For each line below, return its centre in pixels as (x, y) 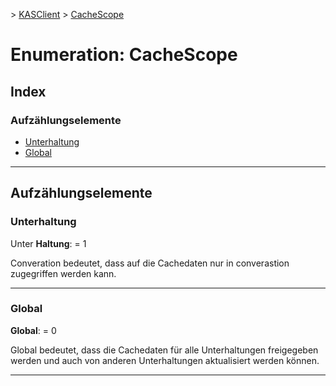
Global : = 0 (33, 330)
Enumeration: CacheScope (124, 55)
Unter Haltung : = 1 (48, 243)
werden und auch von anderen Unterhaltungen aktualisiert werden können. (165, 360)
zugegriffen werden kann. (63, 273)
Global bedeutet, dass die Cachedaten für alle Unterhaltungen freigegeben (164, 350)
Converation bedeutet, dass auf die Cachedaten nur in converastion (150, 263)
